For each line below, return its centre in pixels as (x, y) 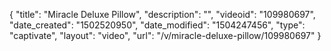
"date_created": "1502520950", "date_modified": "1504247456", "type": (157, 25)
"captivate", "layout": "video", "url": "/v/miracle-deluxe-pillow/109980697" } (165, 35)
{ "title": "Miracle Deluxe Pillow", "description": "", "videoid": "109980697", (162, 14)
